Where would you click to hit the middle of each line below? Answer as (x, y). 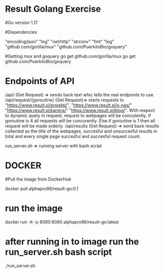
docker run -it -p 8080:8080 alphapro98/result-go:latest (62, 222)
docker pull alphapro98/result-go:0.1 (42, 188)
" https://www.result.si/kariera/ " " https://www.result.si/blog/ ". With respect (80, 110)
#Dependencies (21, 32)
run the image (34, 208)
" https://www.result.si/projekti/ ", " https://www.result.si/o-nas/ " (69, 105)
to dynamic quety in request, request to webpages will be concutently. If (78, 115)
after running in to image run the (72, 241)
